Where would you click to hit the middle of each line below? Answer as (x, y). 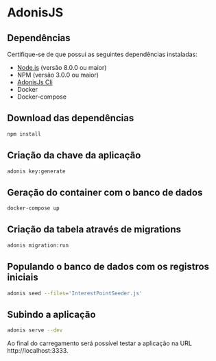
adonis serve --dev (35, 330)
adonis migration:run (38, 245)
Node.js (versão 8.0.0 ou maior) (62, 67)
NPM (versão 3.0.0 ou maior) (58, 75)
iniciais (23, 278)
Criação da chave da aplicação (74, 155)
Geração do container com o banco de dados (105, 192)
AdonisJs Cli (35, 82)
